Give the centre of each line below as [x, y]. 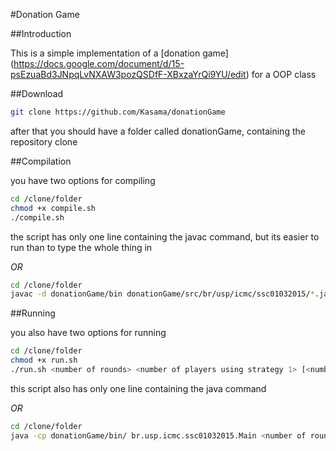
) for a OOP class [281, 74]
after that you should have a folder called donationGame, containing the [158, 131]
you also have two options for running [88, 333]
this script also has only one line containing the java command [138, 388]
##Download [37, 93]
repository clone [44, 141]
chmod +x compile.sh [53, 208]
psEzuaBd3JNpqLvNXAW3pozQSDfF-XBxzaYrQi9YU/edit [128, 74]
